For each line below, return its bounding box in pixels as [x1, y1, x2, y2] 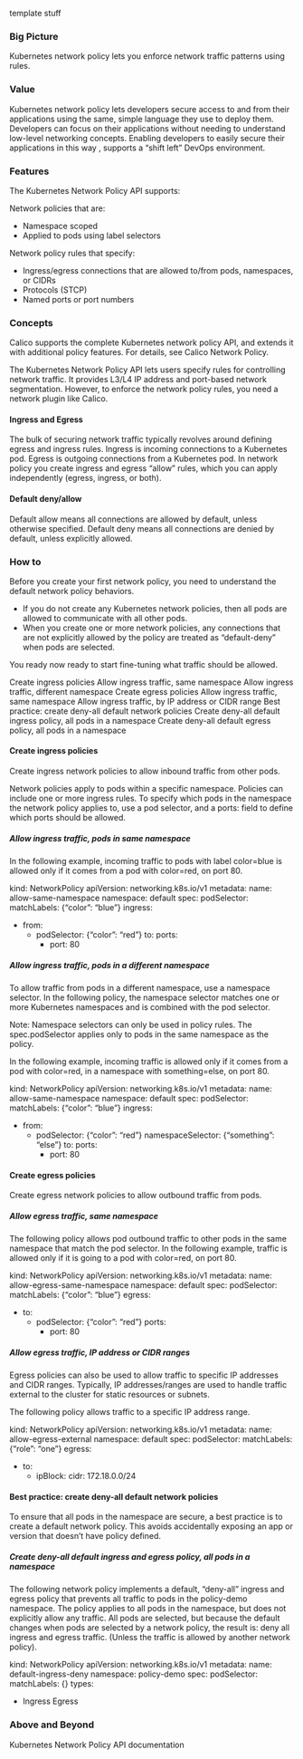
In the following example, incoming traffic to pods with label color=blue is [9, 856, 283, 867]
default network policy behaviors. [9, 585, 135, 596]
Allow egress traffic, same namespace [9, 1210, 158, 1221]
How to [9, 555, 42, 568]
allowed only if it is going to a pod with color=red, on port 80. [9, 1253, 237, 1264]
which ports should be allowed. [9, 812, 127, 823]
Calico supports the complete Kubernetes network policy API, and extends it [9, 337, 294, 348]
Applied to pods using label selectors [22, 230, 161, 241]
